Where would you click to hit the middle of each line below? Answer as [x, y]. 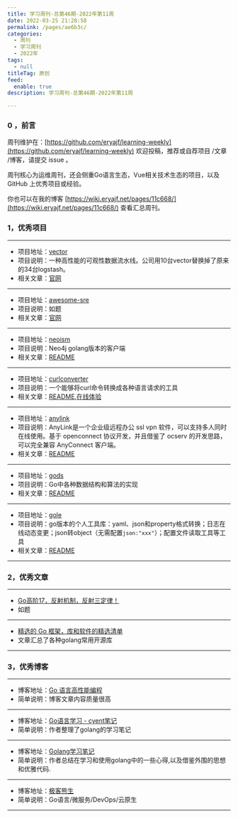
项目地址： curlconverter [53, 378]
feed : [15, 80]
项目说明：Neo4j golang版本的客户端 [72, 348]
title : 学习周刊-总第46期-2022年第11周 [61, 14]
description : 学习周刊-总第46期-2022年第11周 [70, 93]
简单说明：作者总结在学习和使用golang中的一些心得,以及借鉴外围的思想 [121, 761]
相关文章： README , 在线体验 [59, 396]
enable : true [33, 87]
